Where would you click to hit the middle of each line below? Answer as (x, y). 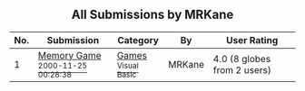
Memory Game (69, 55)
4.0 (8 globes (242, 59)
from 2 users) (242, 69)
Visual (128, 65)
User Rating (252, 40)
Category (138, 40)
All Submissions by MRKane (152, 15)
